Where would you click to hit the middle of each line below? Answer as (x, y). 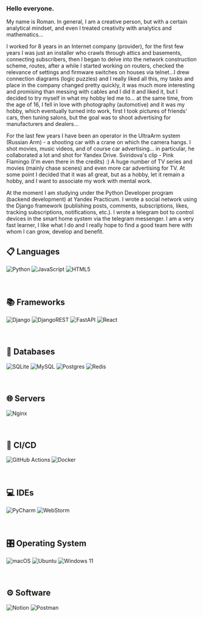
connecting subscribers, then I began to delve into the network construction (101, 60)
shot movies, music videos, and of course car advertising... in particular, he (100, 149)
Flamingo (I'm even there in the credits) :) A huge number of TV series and (99, 162)
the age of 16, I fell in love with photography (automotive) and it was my (96, 105)
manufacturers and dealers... (43, 124)
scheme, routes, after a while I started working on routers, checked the (95, 66)
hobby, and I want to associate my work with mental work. (79, 181)
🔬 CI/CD (22, 445)
